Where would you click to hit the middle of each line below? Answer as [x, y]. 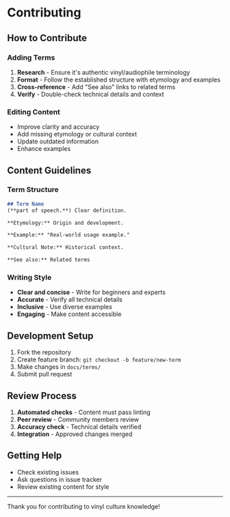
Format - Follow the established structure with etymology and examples [119, 80]
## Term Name [26, 204]
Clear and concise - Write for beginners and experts [91, 292]
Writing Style [29, 278]
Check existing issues [48, 472]
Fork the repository [44, 352]
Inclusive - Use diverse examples [65, 307]
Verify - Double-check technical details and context [90, 94]
